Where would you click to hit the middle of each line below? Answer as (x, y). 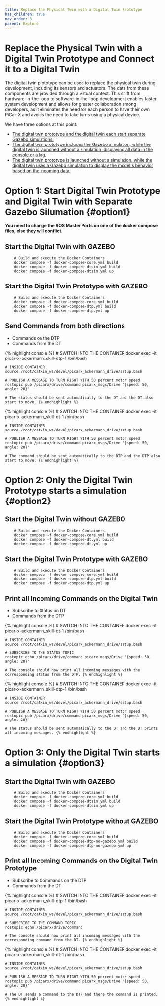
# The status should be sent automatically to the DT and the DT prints (82, 729)
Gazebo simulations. (33, 139)
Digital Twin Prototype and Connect (80, 59)
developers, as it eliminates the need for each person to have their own (77, 109)
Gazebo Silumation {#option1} (68, 212)
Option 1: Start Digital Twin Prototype (83, 191)
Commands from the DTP (38, 616)
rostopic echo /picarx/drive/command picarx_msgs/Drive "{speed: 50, (78, 657)
